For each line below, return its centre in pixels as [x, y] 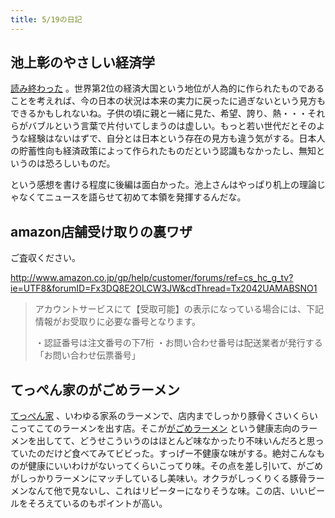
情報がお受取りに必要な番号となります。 [117, 322]
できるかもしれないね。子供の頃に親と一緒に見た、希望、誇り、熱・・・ [159, 113]
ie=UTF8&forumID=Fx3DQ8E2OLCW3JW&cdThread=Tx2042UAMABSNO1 [164, 288]
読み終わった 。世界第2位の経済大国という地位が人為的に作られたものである [167, 88]
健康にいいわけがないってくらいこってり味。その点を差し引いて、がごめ [175, 466]
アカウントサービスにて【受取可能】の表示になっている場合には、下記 [179, 309]
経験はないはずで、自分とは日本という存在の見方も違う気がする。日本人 [176, 138]
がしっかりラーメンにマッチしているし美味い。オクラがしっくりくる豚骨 [159, 478]
